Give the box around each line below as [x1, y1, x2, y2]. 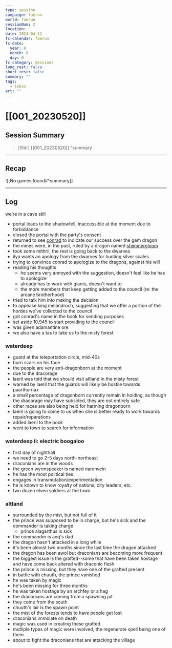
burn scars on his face [12, 360, 60, 366]
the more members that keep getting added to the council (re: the [20, 286, 159, 292]
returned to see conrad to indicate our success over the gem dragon [12, 237, 158, 243]
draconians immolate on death [12, 615, 77, 621]
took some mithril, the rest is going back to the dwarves [12, 248, 131, 254]
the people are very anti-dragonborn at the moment [12, 365, 122, 371]
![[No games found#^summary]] [5, 178, 73, 184]
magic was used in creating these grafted [12, 621, 101, 627]
